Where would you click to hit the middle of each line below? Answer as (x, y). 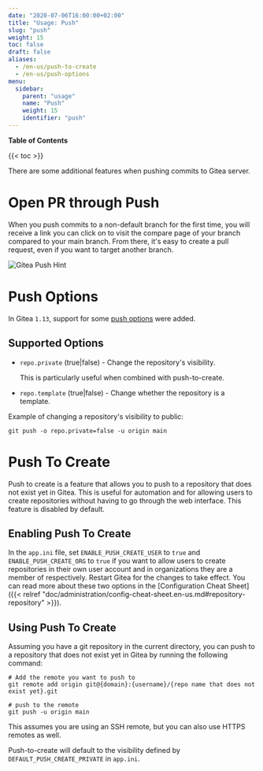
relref (32, 595)
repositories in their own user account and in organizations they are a (121, 569)
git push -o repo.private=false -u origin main (88, 431)
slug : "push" (30, 30)
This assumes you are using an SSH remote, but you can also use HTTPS (127, 727)
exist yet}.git (33, 691)
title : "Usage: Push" (44, 23)
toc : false (26, 45)
